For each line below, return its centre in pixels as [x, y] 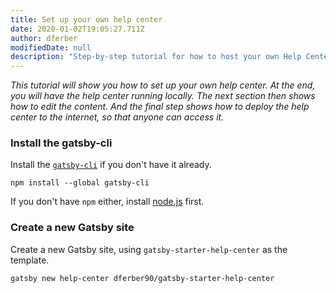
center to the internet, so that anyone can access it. [117, 117]
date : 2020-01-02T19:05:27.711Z [77, 29]
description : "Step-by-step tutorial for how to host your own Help [156, 57]
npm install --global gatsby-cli [80, 183]
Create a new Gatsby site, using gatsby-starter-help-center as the [149, 249]
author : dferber [44, 38]
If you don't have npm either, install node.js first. [107, 202]
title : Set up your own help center [86, 19]
